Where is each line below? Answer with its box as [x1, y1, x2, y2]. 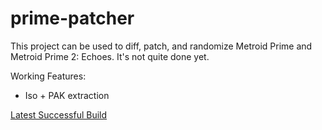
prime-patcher [10, 7, 135, 30]
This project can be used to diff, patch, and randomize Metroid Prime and [10, 40, 313, 52]
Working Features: [10, 70, 87, 82]
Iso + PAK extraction [24, 89, 110, 101]
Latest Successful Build [10, 108, 108, 121]
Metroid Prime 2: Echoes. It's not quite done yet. [10, 50, 210, 62]
